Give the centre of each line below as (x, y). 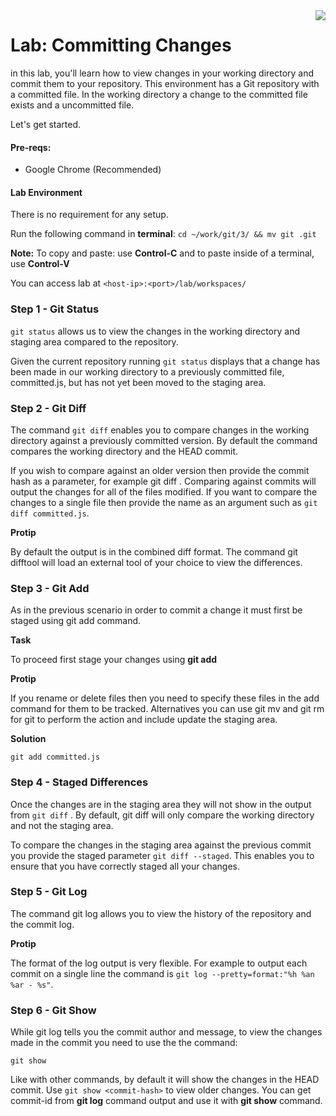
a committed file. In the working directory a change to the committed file (159, 94)
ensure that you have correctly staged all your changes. (125, 866)
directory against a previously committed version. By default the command (164, 440)
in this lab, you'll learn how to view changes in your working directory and (162, 73)
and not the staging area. (62, 825)
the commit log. (42, 924)
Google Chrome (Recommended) (93, 170)
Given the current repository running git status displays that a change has (165, 361)
